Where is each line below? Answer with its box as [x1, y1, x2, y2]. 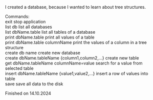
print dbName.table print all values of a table [5, 34, 95, 40]
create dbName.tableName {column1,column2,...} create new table [5, 55, 139, 60]
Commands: [5, 14, 30, 19]
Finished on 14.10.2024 [5, 90, 51, 96]
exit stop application [5, 19, 46, 24]
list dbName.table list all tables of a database [5, 29, 95, 35]
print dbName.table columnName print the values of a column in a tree [5, 40, 147, 45]
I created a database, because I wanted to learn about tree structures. [5, 4, 146, 10]
